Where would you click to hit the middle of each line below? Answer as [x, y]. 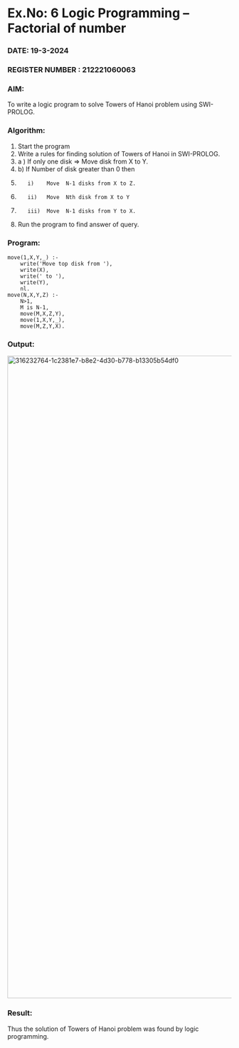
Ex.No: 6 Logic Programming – [99, 13]
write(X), [35, 270]
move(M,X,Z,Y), [43, 313]
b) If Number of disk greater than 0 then [76, 168]
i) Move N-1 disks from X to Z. [82, 183]
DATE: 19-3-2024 [38, 51]
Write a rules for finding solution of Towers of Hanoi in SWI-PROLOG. [119, 153]
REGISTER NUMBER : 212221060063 [72, 70]
